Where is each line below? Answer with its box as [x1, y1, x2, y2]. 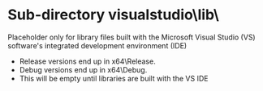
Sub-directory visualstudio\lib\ [7, 6, 220, 24]
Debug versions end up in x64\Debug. [19, 64, 148, 74]
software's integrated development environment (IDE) [7, 40, 188, 50]
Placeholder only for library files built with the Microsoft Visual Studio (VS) [7, 32, 257, 42]
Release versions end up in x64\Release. [19, 56, 156, 66]
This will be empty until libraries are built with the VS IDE [19, 73, 209, 83]
